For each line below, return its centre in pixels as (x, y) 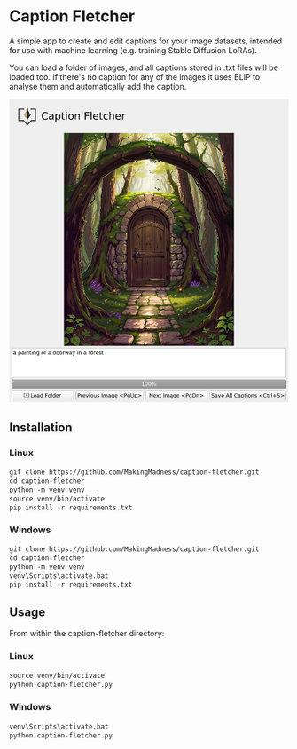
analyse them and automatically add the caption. (98, 86)
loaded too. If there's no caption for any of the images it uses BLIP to (135, 76)
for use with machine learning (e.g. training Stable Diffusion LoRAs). (133, 50)
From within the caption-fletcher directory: (87, 634)
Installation (41, 427)
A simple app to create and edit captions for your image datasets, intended (146, 41)
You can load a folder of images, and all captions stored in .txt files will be (144, 67)
